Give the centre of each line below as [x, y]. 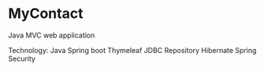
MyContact [46, 14]
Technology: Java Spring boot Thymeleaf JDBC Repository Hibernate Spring [132, 50]
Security [22, 59]
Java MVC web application [52, 35]
